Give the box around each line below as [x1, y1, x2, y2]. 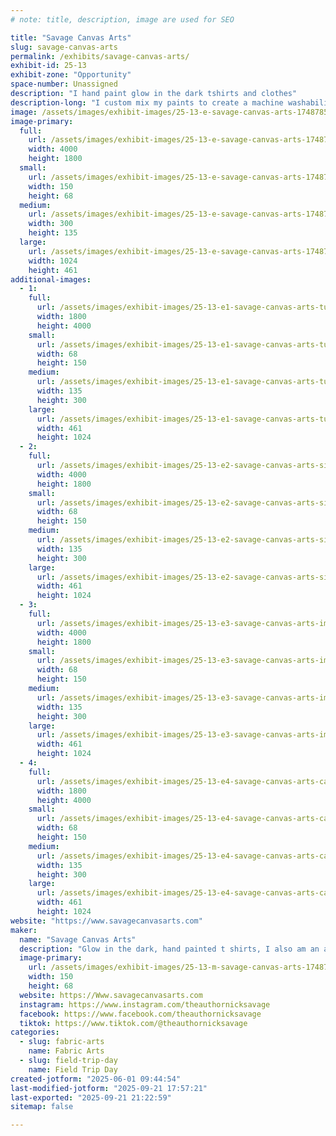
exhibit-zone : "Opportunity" [10, 70, 132, 80]
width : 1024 [28, 256, 78, 266]
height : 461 [28, 265, 78, 275]
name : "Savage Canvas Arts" [19, 934, 137, 945]
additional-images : [10, 274, 92, 285]
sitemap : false [10, 1102, 74, 1112]
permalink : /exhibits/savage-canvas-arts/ [10, 51, 190, 61]
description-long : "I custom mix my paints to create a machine [10, 97, 284, 108]
